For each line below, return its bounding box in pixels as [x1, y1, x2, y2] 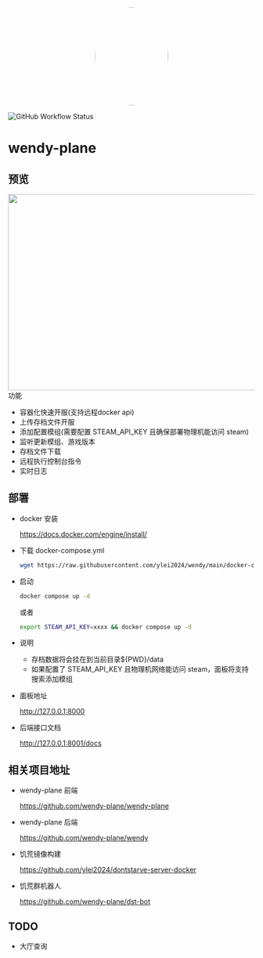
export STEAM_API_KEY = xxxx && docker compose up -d [19, 623, 192, 631]
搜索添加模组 [31, 674, 73, 684]
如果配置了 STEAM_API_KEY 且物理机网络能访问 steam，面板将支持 [31, 665, 249, 674]
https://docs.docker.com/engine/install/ [19, 529, 147, 539]
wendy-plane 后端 [19, 818, 78, 827]
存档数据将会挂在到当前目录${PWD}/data [31, 654, 164, 665]
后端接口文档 [19, 723, 61, 732]
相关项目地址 [8, 763, 70, 777]
